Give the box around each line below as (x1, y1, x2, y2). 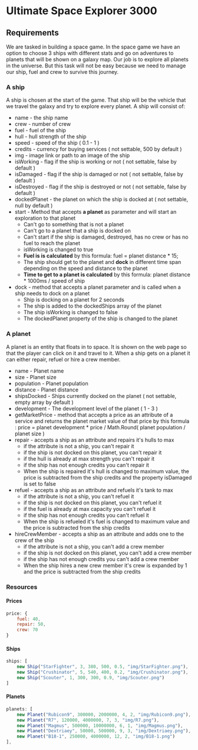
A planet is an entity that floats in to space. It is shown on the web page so (6, 343, 187, 350)
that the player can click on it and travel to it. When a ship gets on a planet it (6, 350, 190, 357)
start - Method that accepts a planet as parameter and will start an (14, 208, 177, 216)
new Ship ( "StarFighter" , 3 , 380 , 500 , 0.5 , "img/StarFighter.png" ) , (16, 664, 189, 670)
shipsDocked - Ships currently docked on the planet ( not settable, (14, 392, 177, 399)
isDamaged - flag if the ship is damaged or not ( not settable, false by (14, 171, 184, 178)
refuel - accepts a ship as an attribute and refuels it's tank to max (14, 486, 174, 494)
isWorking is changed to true (23, 246, 94, 253)
